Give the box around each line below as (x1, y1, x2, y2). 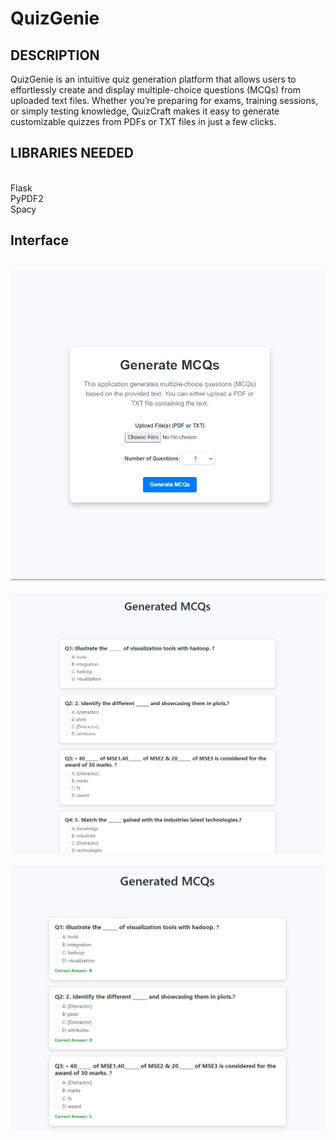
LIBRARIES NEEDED (10, 145, 134, 162)
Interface (10, 232, 69, 249)
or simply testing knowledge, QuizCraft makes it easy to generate (10, 105, 280, 117)
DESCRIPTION (10, 47, 100, 64)
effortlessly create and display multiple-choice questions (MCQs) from (10, 84, 301, 96)
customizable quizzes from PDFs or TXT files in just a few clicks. (10, 116, 277, 127)
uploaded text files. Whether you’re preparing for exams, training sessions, (10, 95, 319, 106)
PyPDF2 (10, 192, 44, 204)
